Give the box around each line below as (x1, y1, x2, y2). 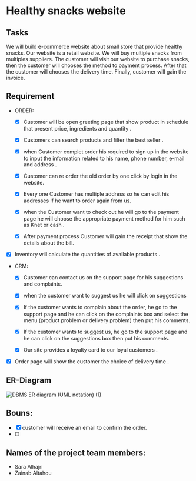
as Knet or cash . (23, 222, 65, 229)
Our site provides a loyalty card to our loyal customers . (23, 346, 158, 353)
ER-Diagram (6, 375, 52, 386)
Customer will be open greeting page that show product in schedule (23, 118, 189, 125)
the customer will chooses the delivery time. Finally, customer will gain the (6, 68, 187, 75)
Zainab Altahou (14, 469, 52, 477)
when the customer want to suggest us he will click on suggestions (23, 292, 187, 299)
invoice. (6, 75, 25, 81)
